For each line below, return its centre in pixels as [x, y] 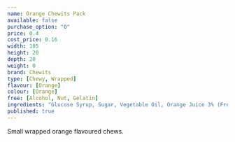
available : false [33, 20]
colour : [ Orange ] [33, 92]
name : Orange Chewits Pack [47, 14]
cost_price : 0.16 [33, 40]
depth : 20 [22, 59]
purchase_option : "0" [39, 27]
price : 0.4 [23, 33]
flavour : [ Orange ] [34, 85]
